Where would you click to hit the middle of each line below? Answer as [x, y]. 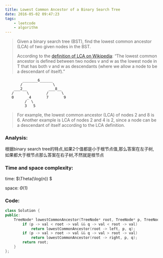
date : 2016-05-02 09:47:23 [32, 14]
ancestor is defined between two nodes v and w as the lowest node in [87, 61]
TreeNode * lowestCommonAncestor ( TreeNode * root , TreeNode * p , [78, 220]
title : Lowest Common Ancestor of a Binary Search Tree [63, 9]
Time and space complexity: [39, 168]
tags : [10, 18]
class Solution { [23, 211]
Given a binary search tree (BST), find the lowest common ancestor [84, 41]
